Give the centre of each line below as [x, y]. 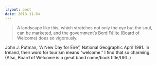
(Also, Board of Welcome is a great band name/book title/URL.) [68, 57]
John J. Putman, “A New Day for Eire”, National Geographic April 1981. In [77, 47]
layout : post [18, 9]
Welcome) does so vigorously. [47, 38]
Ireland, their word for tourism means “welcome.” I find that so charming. [78, 52]
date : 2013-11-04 [23, 14]
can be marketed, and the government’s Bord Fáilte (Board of [78, 33]
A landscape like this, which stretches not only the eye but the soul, [84, 27]
